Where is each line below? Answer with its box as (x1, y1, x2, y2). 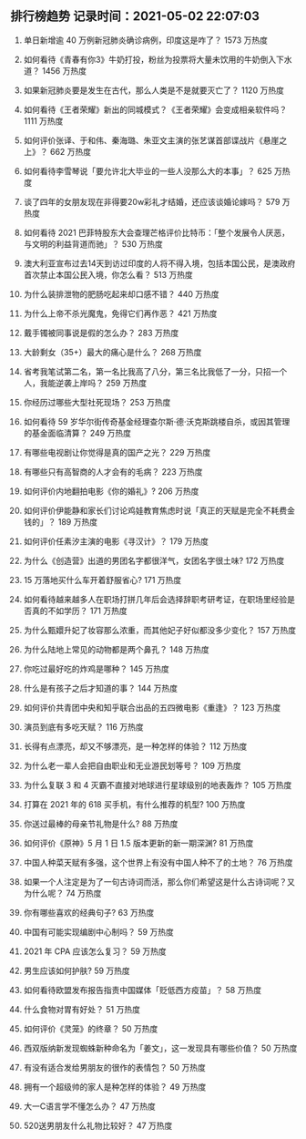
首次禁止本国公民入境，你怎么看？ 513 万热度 (23, 269, 194, 280)
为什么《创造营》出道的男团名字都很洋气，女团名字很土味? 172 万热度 (23, 555, 285, 566)
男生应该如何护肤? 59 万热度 (23, 965, 130, 976)
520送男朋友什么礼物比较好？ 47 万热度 (23, 1120, 173, 1131)
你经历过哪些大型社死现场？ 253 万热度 (23, 396, 171, 407)
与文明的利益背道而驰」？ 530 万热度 (23, 238, 163, 249)
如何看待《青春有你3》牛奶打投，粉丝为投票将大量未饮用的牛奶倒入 (23, 54, 277, 65)
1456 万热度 (41, 65, 87, 76)
